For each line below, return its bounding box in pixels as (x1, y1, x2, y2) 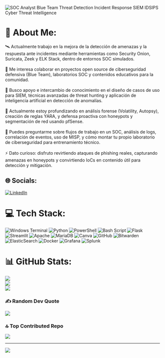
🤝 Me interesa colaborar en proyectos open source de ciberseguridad (5, 66, 146, 72)
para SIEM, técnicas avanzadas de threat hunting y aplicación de (5, 92, 137, 98)
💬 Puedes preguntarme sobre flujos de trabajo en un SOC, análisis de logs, (5, 129, 157, 135)
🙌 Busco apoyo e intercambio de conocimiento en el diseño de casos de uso (5, 87, 160, 93)
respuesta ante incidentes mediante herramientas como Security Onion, (5, 51, 151, 56)
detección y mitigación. (5, 162, 53, 168)
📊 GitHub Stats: (5, 256, 72, 267)
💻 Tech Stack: (5, 208, 66, 219)
